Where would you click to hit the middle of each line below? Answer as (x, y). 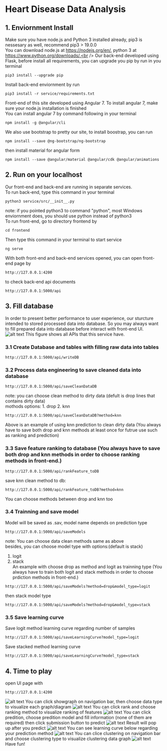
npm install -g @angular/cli (35, 123)
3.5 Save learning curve (35, 617)
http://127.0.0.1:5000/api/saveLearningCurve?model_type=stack (72, 656)
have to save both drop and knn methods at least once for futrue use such (82, 430)
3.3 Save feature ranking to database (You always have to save (83, 448)
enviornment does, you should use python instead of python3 (69, 216)
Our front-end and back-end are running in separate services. (69, 187)
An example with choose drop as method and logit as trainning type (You (87, 566)
